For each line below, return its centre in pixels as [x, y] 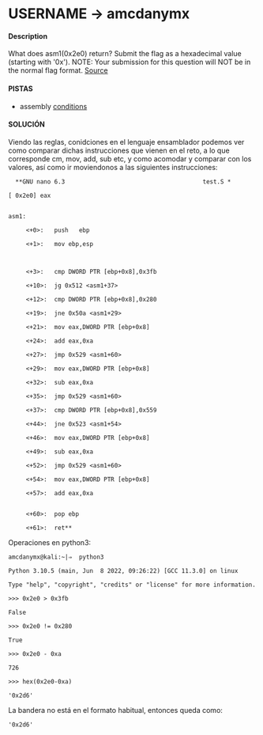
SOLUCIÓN [26, 124]
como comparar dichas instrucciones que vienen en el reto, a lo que [119, 150]
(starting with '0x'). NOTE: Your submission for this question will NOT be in [130, 62]
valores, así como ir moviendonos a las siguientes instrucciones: [113, 167]
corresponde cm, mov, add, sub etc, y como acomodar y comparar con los [130, 158]
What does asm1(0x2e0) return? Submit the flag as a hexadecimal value [125, 54]
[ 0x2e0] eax [30, 195]
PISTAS [21, 89]
